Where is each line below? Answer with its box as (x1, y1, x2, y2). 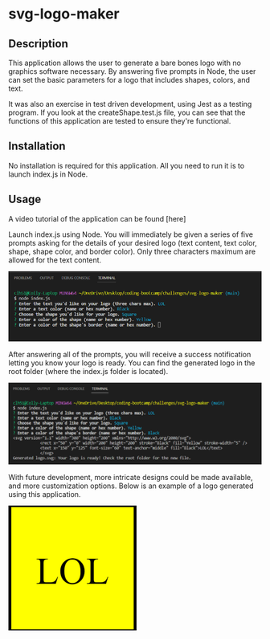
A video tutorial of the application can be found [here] (8, 214, 186, 223)
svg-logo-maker (8, 5, 120, 23)
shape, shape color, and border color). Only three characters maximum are (8, 246, 256, 256)
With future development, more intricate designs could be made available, (8, 473, 253, 482)
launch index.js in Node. (8, 169, 88, 179)
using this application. (8, 490, 81, 499)
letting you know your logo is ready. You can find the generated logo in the (8, 358, 256, 368)
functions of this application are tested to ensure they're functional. (8, 116, 231, 125)
